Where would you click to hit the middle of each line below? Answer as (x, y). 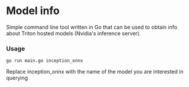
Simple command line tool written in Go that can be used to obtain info (92, 27)
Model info (33, 11)
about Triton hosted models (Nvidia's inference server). (74, 33)
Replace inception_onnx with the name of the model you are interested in (95, 72)
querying (17, 78)
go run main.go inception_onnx (45, 61)
